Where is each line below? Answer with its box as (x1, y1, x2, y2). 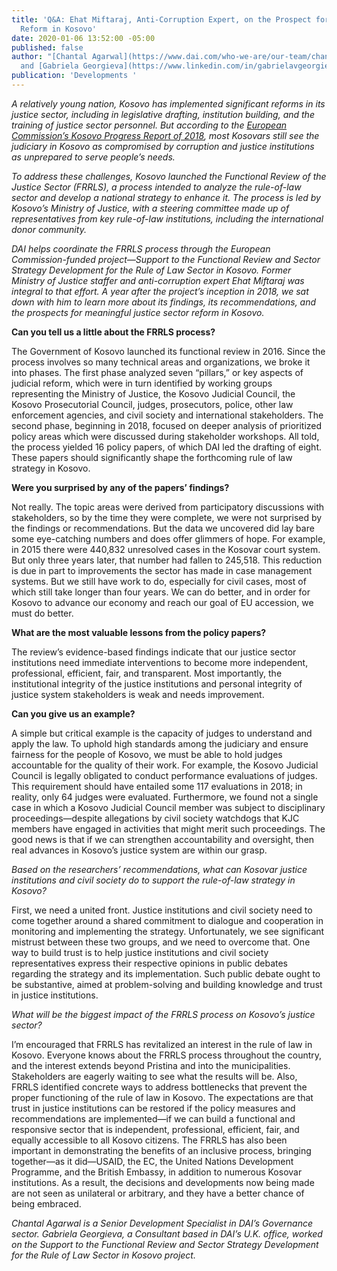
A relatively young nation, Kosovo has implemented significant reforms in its (11, 97, 326, 110)
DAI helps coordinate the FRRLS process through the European (11, 242, 271, 255)
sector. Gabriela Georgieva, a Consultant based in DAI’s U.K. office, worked (11, 1227, 323, 1240)
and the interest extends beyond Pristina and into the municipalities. (11, 1059, 291, 1071)
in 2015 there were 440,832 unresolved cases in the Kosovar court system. (11, 543, 321, 555)
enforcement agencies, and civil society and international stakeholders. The (11, 409, 324, 421)
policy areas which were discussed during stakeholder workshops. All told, (11, 430, 320, 442)
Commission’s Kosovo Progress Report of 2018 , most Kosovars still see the (11, 129, 320, 141)
